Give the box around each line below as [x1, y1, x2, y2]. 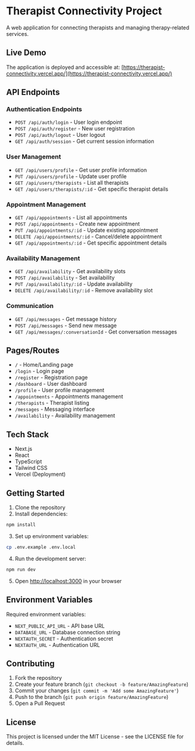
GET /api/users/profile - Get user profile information [14, 166, 147, 173]
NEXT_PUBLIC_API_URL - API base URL [14, 622, 105, 629]
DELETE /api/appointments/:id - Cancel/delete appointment [14, 233, 162, 240]
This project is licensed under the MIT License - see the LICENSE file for [6, 733, 184, 740]
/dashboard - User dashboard [14, 380, 87, 387]
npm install [6, 522, 36, 528]
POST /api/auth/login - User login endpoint [14, 118, 122, 126]
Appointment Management [6, 200, 86, 209]
